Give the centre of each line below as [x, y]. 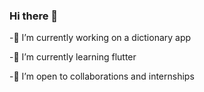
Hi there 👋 [34, 16]
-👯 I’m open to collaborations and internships [102, 76]
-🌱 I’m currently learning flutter [73, 57]
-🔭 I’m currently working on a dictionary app [100, 38]
